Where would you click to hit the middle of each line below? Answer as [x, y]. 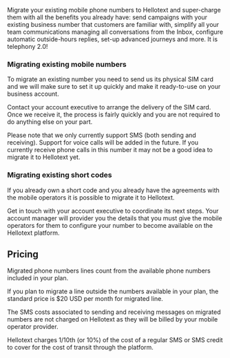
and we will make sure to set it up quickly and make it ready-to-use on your [114, 87]
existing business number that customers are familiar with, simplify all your [113, 24]
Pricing [23, 254]
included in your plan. [38, 278]
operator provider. [33, 327]
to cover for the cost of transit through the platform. [80, 348]
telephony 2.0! [28, 46]
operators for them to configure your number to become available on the [110, 225]
